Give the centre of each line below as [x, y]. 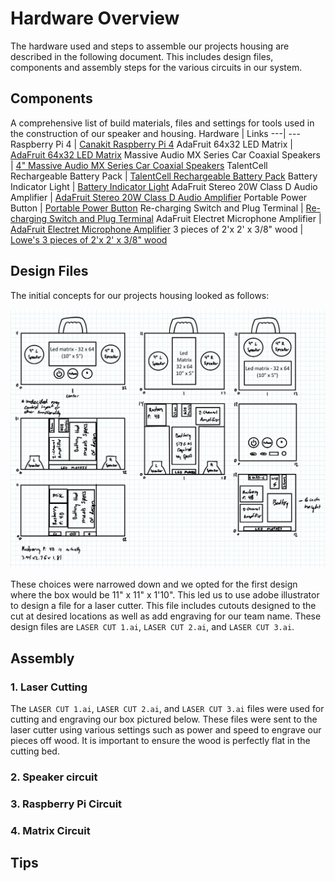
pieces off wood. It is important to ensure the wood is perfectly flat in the [160, 741]
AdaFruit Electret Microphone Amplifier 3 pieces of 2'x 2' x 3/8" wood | [157, 229]
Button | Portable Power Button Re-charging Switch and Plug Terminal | [157, 208]
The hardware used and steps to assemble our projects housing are [150, 46]
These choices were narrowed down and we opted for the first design [154, 584]
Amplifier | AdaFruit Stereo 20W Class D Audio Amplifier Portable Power [159, 197]
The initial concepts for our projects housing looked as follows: [140, 295]
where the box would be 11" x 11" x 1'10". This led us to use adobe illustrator [165, 595]
